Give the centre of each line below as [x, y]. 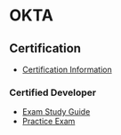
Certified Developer [52, 92]
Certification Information [67, 69]
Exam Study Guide [56, 112]
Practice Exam [48, 122]
